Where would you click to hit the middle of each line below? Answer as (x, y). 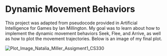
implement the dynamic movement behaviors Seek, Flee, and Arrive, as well (83, 33)
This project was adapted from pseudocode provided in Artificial (72, 23)
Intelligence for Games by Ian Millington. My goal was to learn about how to (83, 28)
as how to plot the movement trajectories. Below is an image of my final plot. (84, 39)
